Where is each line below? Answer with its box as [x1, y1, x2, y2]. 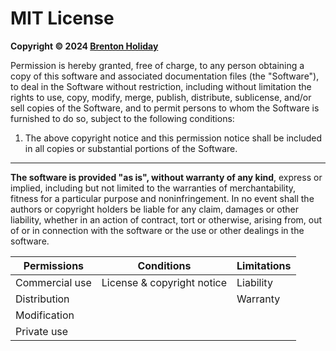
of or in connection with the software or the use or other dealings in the [10, 224, 305, 236]
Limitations [236, 258, 292, 272]
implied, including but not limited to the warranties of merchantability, [10, 182, 297, 194]
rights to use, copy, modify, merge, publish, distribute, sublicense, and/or [10, 91, 312, 103]
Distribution [15, 292, 70, 306]
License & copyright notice [101, 275, 228, 289]
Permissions [23, 258, 85, 272]
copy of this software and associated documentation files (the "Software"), [10, 70, 320, 82]
